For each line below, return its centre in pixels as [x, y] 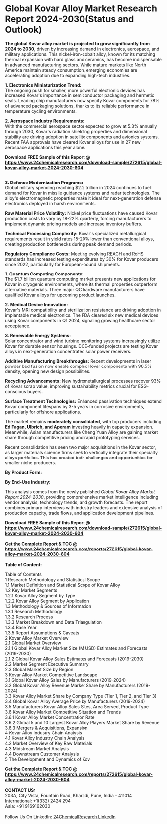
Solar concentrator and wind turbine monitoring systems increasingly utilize [83, 341]
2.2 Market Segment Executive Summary [47, 664]
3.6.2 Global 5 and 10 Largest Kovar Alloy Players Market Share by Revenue [82, 722]
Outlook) [24, 30]
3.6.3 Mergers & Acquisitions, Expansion [46, 728]
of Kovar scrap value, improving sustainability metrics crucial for [71, 386]
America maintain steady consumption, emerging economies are [71, 70]
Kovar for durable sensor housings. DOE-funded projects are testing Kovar [82, 346]
